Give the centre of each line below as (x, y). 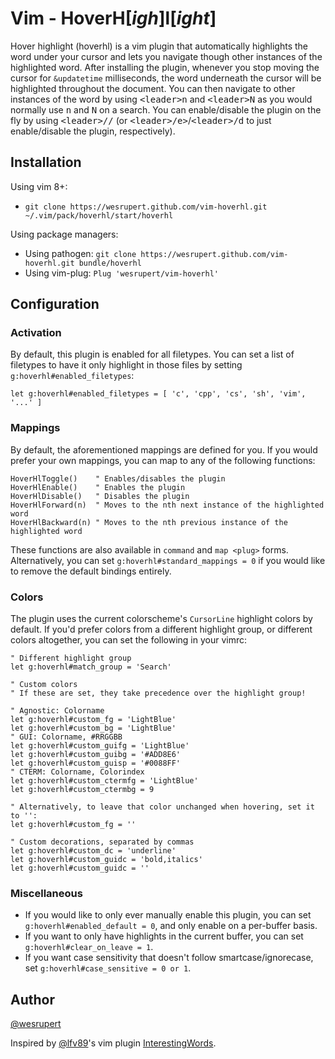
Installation (46, 162)
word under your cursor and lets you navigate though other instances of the (166, 56)
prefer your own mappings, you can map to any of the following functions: (163, 460)
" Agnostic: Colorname (57, 711)
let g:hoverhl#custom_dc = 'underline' (93, 851)
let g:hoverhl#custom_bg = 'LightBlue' (93, 728)
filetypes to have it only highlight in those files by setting (126, 365)
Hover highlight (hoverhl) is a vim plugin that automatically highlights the (159, 46)
